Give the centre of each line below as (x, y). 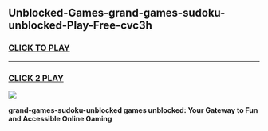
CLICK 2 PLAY (36, 78)
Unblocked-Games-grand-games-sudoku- (117, 13)
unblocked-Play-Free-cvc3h (81, 26)
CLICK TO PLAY (39, 48)
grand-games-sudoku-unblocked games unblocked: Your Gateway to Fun (133, 110)
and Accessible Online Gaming (60, 118)
